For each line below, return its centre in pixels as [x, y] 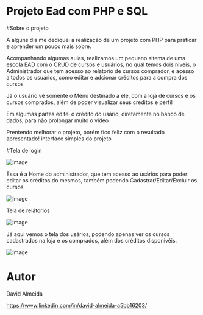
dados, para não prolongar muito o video [58, 120]
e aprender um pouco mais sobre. [49, 46]
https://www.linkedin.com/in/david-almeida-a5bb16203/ [77, 305]
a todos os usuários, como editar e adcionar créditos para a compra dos [97, 77]
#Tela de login [24, 150]
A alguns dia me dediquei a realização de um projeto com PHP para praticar [101, 40]
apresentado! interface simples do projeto [59, 139]
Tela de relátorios [28, 210]
